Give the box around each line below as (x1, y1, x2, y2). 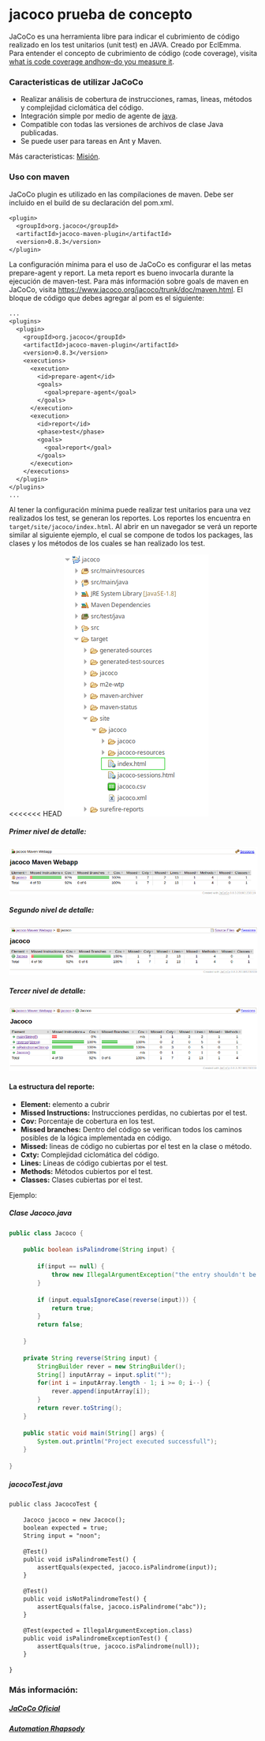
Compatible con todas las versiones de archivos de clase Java (20, 120, 224, 129)
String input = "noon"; (23, 1532, 102, 1540)
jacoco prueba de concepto (9, 6, 192, 24)
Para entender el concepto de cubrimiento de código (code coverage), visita (9, 48, 258, 58)
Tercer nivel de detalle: (9, 985, 86, 996)
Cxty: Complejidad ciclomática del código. (20, 1150, 160, 1159)
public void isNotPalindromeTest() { (23, 1595, 147, 1603)
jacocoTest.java (9, 1479, 63, 1489)
